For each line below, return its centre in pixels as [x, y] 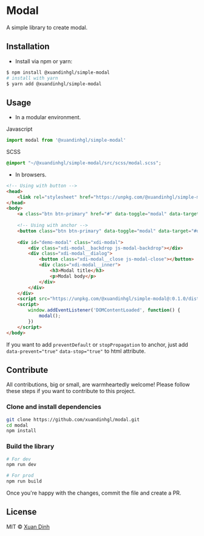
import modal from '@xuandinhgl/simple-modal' [66, 141]
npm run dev [21, 465]
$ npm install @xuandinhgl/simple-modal [58, 72]
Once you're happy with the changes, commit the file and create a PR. [94, 493]
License [22, 512]
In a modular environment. [48, 117]
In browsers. [31, 175]
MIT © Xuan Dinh [28, 526]
